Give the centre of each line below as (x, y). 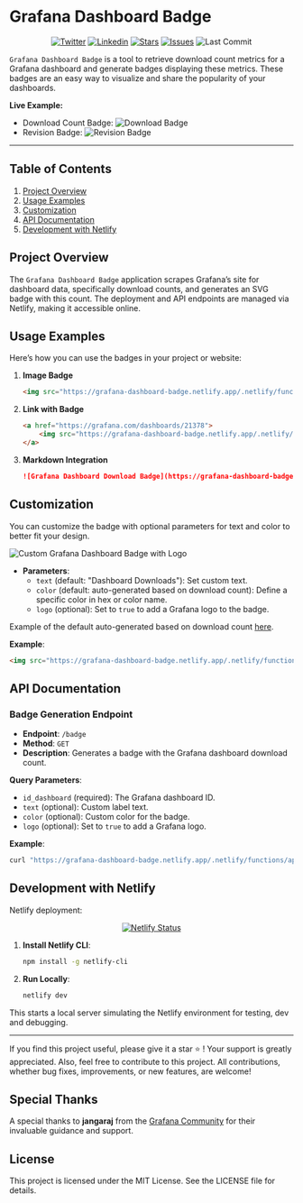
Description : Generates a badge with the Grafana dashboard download (155, 753)
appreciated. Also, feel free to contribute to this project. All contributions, (145, 1061)
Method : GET (46, 744)
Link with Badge (53, 409)
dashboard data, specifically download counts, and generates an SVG (139, 289)
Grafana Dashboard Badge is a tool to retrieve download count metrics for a (147, 59)
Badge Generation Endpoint (71, 714)
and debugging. (39, 1022)
